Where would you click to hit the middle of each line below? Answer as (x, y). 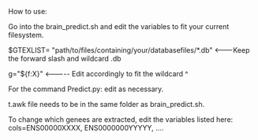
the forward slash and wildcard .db (65, 59)
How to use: (28, 11)
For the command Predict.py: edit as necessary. (86, 89)
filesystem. (26, 35)
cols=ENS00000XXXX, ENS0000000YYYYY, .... (86, 128)
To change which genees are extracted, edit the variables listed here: (121, 120)
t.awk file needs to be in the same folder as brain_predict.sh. (107, 104)
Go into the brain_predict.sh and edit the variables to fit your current (119, 26)
